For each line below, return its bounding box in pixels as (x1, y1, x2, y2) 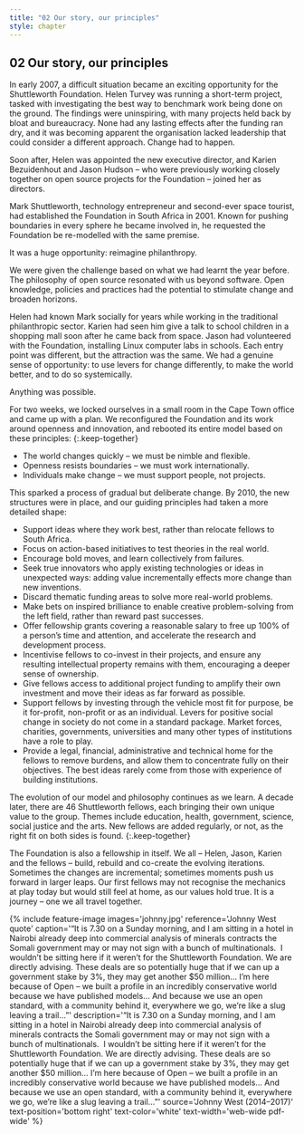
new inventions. (22, 581, 81, 593)
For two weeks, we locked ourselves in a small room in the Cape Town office (9, 404, 295, 415)
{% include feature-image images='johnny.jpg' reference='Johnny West (9, 914, 277, 925)
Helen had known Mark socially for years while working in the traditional (9, 312, 279, 322)
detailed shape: (9, 506, 67, 517)
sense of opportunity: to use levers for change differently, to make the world (9, 360, 294, 370)
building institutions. (22, 774, 99, 785)
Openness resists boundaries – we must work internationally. (22, 460, 250, 471)
